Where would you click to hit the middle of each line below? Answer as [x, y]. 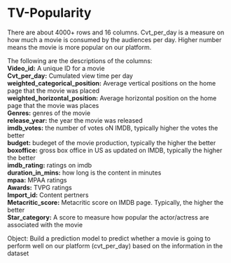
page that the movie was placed [54, 90]
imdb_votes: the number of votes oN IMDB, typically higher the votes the [113, 128]
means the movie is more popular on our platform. [79, 47]
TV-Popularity [49, 13]
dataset [18, 253]
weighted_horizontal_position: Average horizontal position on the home [112, 98]
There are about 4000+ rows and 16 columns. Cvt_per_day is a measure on [116, 32]
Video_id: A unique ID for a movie [56, 68]
